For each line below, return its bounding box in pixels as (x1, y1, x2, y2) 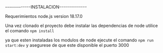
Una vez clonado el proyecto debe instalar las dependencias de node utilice (5, 23, 158, 28)
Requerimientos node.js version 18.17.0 (5, 13, 83, 19)
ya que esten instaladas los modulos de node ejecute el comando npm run (5, 37, 154, 43)
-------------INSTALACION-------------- (5, 4, 87, 10)
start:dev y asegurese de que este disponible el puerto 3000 (5, 42, 129, 48)
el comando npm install (5, 28, 54, 33)
